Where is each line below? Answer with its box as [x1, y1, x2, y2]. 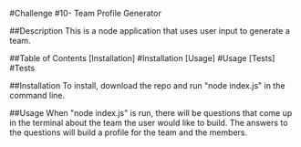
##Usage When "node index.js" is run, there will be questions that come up [9, 108, 293, 118]
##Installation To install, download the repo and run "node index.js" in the [9, 80, 285, 90]
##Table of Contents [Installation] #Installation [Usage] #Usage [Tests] [9, 53, 275, 63]
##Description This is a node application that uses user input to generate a [9, 26, 290, 36]
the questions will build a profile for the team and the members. [9, 127, 248, 138]
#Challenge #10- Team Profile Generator [9, 8, 161, 18]
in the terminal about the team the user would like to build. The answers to [9, 118, 288, 128]
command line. [9, 90, 66, 100]
